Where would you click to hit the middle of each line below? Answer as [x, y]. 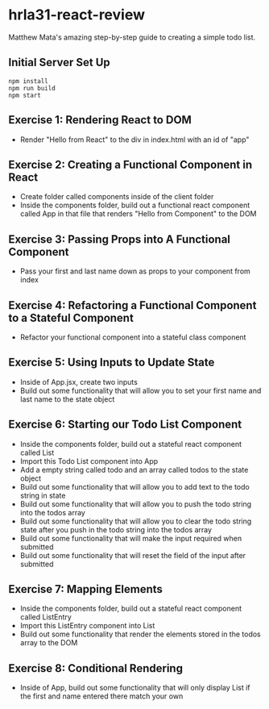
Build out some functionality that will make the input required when [131, 538]
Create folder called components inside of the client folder [117, 197]
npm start [25, 95]
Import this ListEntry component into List [87, 626]
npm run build [32, 88]
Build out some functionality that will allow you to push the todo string [136, 504]
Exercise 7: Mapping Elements [86, 589]
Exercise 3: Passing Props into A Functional [120, 239]
